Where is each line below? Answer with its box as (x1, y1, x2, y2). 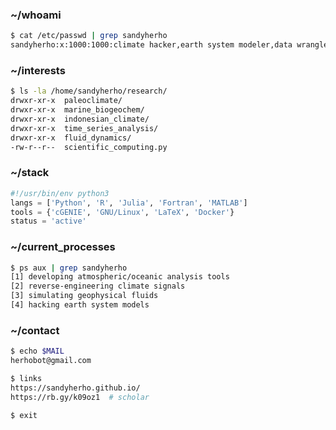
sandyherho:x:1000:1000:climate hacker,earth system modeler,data (10, 40, 293, 50)
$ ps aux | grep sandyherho (10, 263, 128, 273)
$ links (10, 373, 43, 383)
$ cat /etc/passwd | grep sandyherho (10, 31, 168, 41)
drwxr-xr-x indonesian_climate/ (10, 114, 150, 124)
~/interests (10, 63, 66, 77)
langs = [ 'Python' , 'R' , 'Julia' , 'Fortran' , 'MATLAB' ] (10, 198, 248, 208)
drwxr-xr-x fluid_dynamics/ (10, 133, 132, 143)
